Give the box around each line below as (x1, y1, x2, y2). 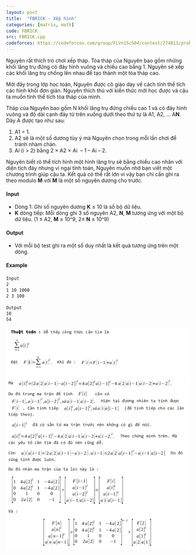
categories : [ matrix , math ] (6, 22, 75, 27)
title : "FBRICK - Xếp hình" (6, 15, 77, 22)
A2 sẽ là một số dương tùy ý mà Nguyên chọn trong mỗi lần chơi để (14, 135, 177, 142)
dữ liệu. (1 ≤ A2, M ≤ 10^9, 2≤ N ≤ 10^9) (14, 216, 110, 223)
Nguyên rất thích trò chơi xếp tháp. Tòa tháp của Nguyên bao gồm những (6, 57, 182, 64)
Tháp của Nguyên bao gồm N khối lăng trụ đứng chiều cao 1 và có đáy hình (6, 105, 187, 111)
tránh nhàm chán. (14, 141, 57, 147)
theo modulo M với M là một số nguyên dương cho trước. (6, 177, 143, 184)
